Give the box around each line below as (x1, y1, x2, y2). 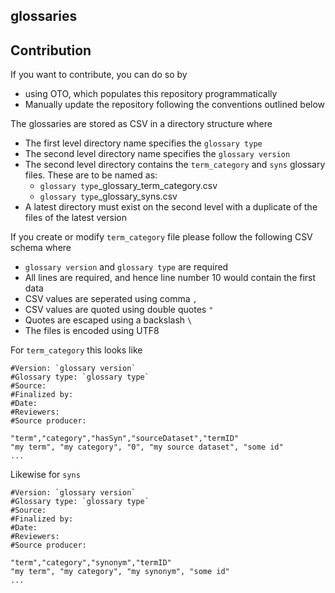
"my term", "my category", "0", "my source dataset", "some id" (10, 442, 284, 453)
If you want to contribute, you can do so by (10, 69, 188, 81)
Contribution (10, 42, 92, 59)
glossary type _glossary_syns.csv (39, 190, 178, 203)
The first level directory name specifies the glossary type (24, 137, 263, 149)
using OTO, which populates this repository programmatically (24, 88, 278, 100)
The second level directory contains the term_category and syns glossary (24, 159, 326, 171)
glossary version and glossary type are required (24, 261, 229, 273)
